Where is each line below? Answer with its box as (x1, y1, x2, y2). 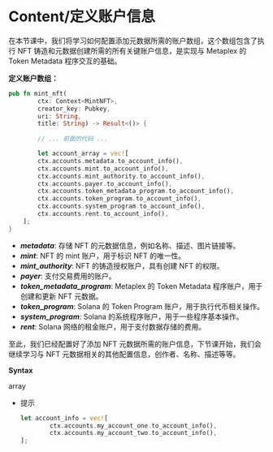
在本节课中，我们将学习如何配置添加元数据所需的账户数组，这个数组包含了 (8, 36, 258, 45)
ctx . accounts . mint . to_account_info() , (37, 164, 169, 173)
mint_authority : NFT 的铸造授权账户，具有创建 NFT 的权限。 (19, 260, 224, 270)
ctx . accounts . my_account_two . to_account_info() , (50, 429, 218, 437)
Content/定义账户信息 (8, 7, 156, 26)
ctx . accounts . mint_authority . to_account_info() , (37, 172, 206, 180)
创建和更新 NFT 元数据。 (19, 291, 103, 301)
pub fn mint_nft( (8, 89, 67, 97)
